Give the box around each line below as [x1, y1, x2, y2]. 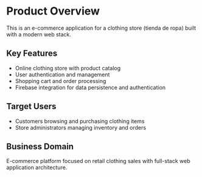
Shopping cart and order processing [15, 77, 106, 84]
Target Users [6, 101, 57, 112]
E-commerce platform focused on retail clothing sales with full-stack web [6, 158, 190, 165]
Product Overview [6, 4, 100, 18]
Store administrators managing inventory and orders [15, 124, 147, 131]
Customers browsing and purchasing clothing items [15, 117, 145, 125]
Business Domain [6, 141, 74, 152]
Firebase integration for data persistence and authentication [15, 84, 166, 91]
